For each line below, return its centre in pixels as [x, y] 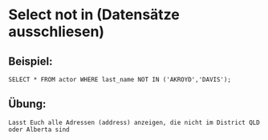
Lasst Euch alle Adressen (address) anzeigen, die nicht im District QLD [134, 122]
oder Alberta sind [39, 130]
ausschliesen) [57, 32]
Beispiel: [30, 61]
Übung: [27, 104]
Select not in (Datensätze [94, 15]
